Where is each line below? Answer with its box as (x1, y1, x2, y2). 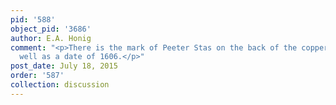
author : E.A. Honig (10, 33, 92, 43)
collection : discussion (10, 80, 110, 90)
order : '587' (10, 71, 65, 81)
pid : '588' (10, 14, 56, 25)
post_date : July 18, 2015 (10, 61, 118, 71)
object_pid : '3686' (10, 24, 92, 34)
